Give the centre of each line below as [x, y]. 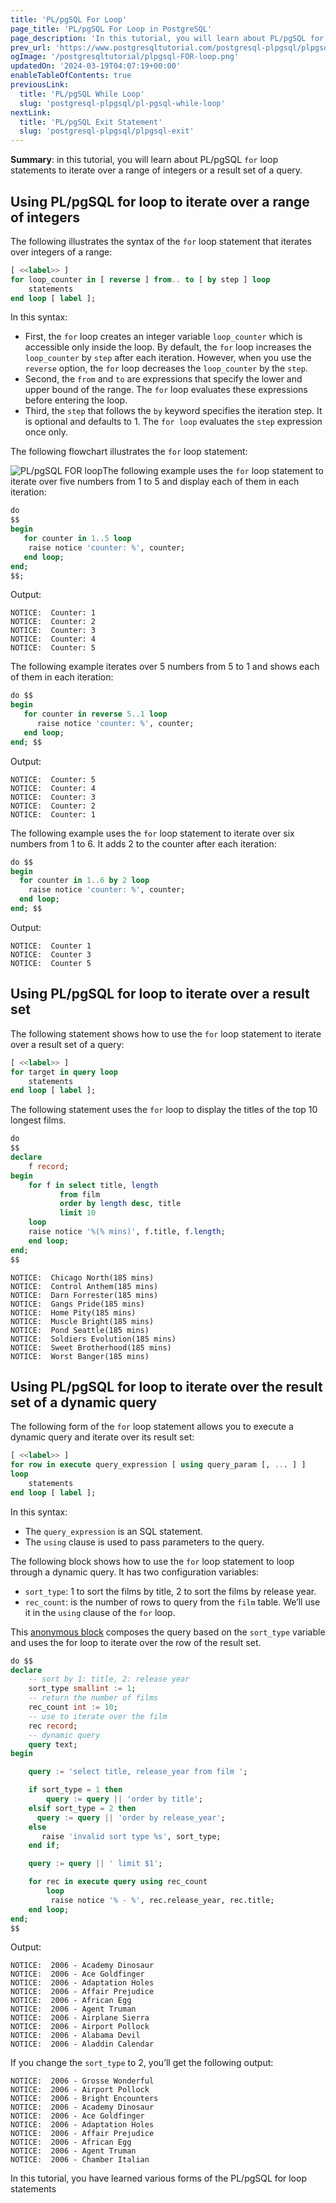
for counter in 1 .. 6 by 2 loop [84, 881]
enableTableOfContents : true [71, 76]
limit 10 [78, 1213]
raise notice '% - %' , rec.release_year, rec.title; [162, 1900]
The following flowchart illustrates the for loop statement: [129, 452]
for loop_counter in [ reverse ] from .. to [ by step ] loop [140, 279]
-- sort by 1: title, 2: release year [109, 1679]
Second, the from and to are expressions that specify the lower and [163, 379]
